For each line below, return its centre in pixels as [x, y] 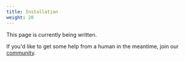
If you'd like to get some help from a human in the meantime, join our [92, 46]
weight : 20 [20, 17]
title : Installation [33, 12]
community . [21, 52]
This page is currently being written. [52, 34]
